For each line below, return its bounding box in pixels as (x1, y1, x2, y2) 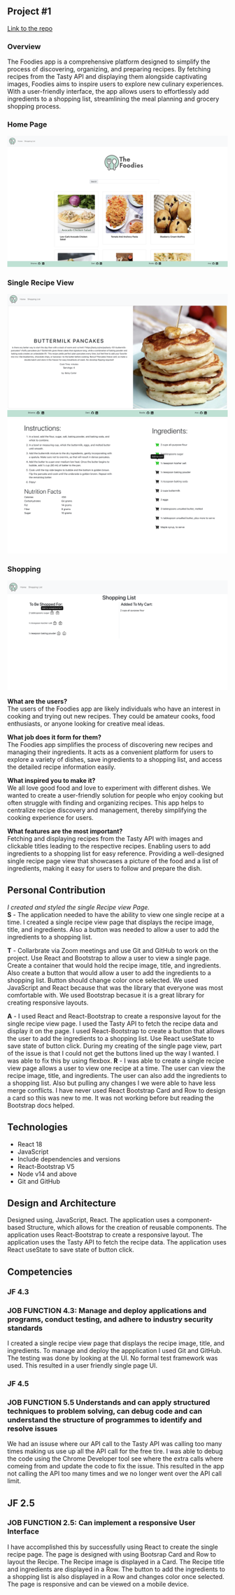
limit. (7, 1477, 22, 1485)
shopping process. (7, 102, 62, 111)
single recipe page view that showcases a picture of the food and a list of (7, 856, 219, 865)
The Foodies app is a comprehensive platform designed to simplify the (7, 57, 211, 66)
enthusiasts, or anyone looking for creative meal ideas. (7, 719, 165, 728)
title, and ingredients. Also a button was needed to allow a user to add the (7, 925, 220, 933)
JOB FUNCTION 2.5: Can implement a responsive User (7, 1518, 196, 1528)
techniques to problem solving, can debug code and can (7, 1406, 203, 1416)
